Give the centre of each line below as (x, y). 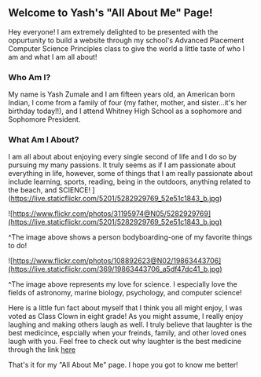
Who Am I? (29, 77)
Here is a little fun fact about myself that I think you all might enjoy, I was (125, 308)
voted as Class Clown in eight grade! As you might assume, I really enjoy (126, 317)
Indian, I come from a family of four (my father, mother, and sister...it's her (128, 103)
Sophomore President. (44, 119)
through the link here (42, 350)
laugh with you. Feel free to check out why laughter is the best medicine (125, 342)
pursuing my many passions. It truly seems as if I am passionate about (122, 165)
